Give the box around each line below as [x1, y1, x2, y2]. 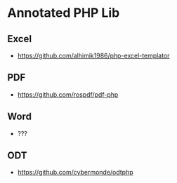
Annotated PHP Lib [7, 5, 120, 21]
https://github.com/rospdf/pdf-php [17, 90, 119, 99]
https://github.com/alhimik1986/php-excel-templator [17, 51, 170, 60]
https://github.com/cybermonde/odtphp [17, 168, 133, 177]
